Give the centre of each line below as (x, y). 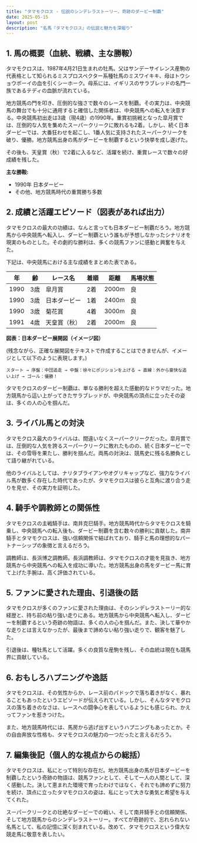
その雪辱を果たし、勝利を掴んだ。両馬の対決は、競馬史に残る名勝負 (98, 453)
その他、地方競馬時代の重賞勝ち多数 (58, 192)
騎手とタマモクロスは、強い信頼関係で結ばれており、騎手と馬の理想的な (93, 538)
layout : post (22, 22)
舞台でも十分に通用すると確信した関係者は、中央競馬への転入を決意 (98, 111)
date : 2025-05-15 (27, 17)
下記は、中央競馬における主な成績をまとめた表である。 (73, 262)
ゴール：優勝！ (43, 376)
